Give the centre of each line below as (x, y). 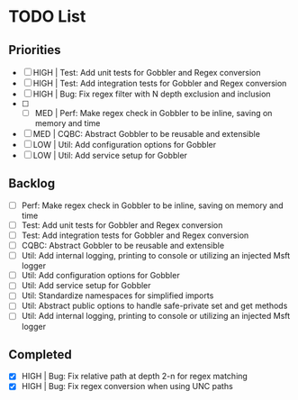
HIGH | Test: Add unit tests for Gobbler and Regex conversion (147, 73)
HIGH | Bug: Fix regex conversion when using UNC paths (127, 386)
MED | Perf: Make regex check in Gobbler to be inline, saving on (154, 113)
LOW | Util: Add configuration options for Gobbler (125, 145)
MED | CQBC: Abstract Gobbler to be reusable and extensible (146, 134)
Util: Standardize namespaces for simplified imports (117, 295)
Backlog (32, 183)
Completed (41, 355)
